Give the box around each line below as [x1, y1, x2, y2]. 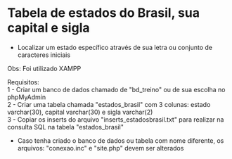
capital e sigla [7, 20, 90, 36]
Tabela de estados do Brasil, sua [7, 5, 200, 21]
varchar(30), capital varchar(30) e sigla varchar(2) [7, 108, 153, 116]
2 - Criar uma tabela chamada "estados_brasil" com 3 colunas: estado [7, 100, 211, 108]
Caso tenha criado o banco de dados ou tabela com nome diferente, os [17, 136, 224, 145]
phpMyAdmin [7, 93, 46, 101]
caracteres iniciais [17, 51, 71, 59]
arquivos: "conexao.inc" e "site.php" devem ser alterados [17, 144, 184, 152]
